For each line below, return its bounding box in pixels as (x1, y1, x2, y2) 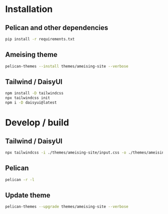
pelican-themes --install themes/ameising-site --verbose (5, 63, 128, 68)
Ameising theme (5, 50, 57, 59)
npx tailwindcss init (5, 95, 50, 100)
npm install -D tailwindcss (5, 91, 64, 96)
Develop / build (5, 117, 69, 128)
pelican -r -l (5, 177, 35, 182)
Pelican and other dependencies (5, 23, 108, 32)
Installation (5, 3, 53, 15)
